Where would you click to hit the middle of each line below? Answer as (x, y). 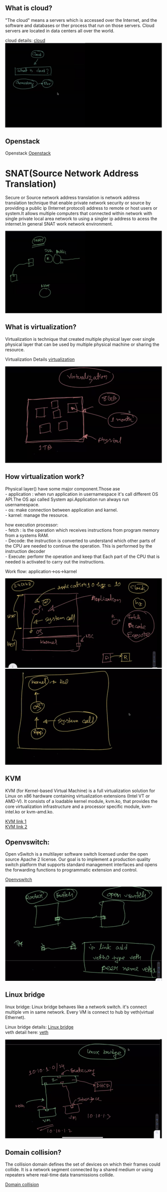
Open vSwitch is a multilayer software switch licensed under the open (77, 854)
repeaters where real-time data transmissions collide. (60, 1175)
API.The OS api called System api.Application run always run (67, 499)
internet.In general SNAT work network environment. (59, 224)
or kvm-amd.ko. (37, 811)
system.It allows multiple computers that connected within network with (79, 214)
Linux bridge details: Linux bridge (39, 1027)
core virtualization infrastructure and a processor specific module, (73, 806)
